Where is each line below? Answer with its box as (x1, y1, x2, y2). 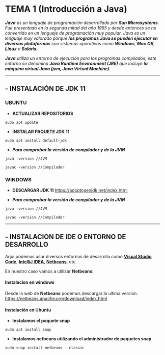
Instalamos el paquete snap (12, 318, 70, 324)
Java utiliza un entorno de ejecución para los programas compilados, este (5, 55, 157, 61)
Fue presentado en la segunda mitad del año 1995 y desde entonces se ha (5, 25, 157, 30)
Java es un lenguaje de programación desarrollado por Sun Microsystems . (5, 20, 159, 26)
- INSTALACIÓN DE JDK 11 (5, 84, 86, 93)
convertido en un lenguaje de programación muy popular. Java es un (5, 30, 146, 36)
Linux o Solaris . (5, 46, 38, 52)
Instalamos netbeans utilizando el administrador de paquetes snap (12, 336, 152, 342)
